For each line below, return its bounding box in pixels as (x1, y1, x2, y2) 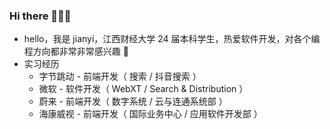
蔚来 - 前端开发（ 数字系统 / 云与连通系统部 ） (38, 95, 228, 108)
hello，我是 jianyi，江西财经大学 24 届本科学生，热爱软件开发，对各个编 (23, 33, 321, 45)
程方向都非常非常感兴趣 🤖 (23, 45, 129, 58)
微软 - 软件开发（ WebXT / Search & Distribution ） (38, 83, 249, 95)
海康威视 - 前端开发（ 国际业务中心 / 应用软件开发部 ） (38, 108, 263, 120)
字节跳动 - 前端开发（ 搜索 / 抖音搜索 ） (38, 70, 202, 83)
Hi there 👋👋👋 (9, 9, 72, 23)
